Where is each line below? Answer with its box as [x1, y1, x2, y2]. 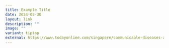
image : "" [5, 26, 26, 31]
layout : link [5, 16, 33, 21]
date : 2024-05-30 [5, 12, 42, 17]
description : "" [5, 21, 39, 26]
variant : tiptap [5, 30, 39, 35]
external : [5, 35, 26, 40]
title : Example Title [5, 7, 51, 12]
